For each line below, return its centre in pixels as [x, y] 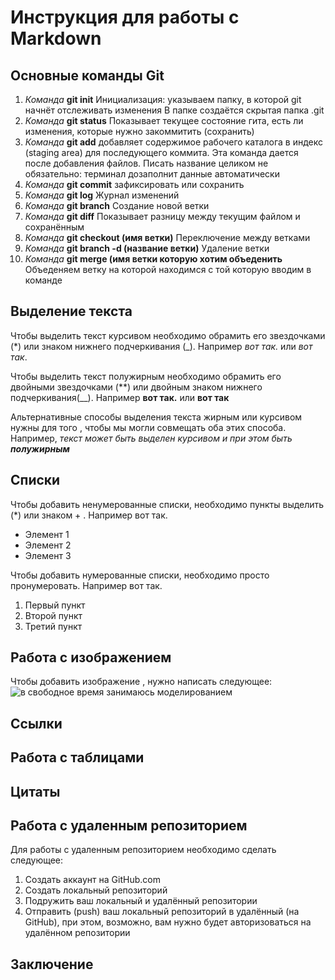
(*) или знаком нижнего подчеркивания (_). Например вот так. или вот [161, 346]
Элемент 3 [48, 555]
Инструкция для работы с [125, 17]
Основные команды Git [87, 75]
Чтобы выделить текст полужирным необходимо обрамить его [146, 376]
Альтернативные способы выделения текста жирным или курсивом [156, 417]
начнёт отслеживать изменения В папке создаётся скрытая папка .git [174, 110]
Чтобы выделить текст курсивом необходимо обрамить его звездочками [168, 335]
